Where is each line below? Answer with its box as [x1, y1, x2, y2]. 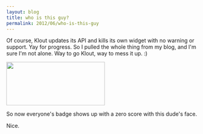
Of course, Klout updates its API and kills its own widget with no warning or [6, 37, 194, 44]
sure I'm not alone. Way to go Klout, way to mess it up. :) [6, 50, 148, 57]
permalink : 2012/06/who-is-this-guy [6, 20, 99, 26]
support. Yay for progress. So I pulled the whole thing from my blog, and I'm [6, 43, 196, 51]
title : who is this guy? [6, 15, 69, 21]
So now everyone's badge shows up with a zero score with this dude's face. [6, 110, 198, 118]
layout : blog [6, 9, 40, 15]
